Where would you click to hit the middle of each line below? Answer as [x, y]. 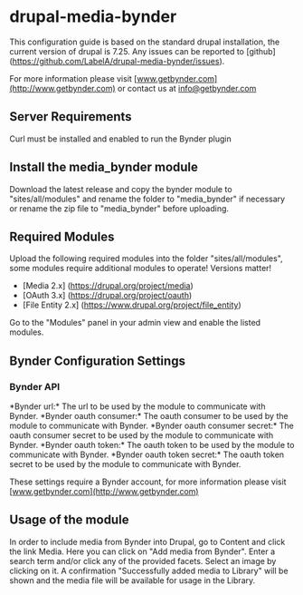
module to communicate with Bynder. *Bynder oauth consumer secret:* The [151, 426]
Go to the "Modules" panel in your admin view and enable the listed [135, 323]
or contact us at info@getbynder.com [187, 88]
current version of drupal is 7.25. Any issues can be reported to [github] [142, 51]
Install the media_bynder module [104, 167]
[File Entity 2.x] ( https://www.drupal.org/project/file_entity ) [132, 305]
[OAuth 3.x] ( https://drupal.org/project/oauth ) [107, 296]
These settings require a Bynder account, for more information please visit [148, 482]
